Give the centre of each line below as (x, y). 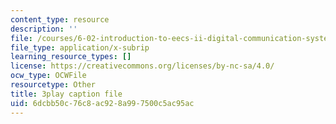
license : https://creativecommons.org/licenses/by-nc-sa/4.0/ (142, 66)
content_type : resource (60, 19)
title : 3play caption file (66, 94)
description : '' (44, 29)
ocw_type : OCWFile (48, 76)
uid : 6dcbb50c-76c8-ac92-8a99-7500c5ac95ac (102, 103)
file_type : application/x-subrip (80, 47)
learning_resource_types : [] (71, 57)
